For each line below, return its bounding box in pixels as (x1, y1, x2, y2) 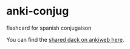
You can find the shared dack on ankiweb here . (6, 36, 125, 43)
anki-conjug (6, 4, 69, 18)
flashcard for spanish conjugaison (6, 24, 92, 31)
